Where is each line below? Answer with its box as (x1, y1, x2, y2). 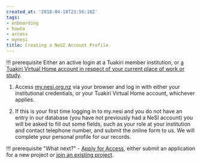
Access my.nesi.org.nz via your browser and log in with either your (14, 83, 180, 90)
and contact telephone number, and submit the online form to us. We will (14, 127, 195, 134)
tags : (6, 14, 20, 20)
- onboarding (6, 20, 39, 26)
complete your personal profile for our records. (14, 133, 131, 140)
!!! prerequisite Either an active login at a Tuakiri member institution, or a (6, 58, 184, 66)
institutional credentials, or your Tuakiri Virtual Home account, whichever (14, 90, 195, 97)
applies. (14, 96, 35, 103)
